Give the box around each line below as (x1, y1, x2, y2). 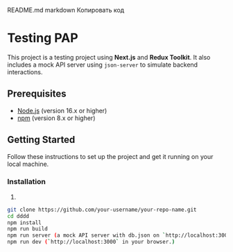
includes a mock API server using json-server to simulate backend (7, 60, 198, 69)
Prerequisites (7, 88, 67, 100)
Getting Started (7, 134, 76, 146)
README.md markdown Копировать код (7, 6, 125, 14)
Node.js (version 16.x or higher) (17, 106, 107, 115)
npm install (7, 219, 42, 226)
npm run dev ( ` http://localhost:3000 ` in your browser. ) (7, 239, 175, 246)
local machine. (7, 160, 49, 168)
